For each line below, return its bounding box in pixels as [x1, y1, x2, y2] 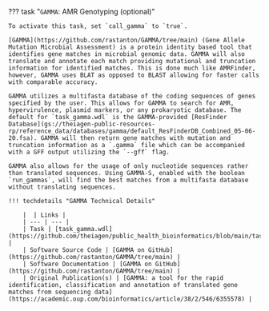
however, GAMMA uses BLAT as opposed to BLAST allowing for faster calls [8, 71, 260, 79]
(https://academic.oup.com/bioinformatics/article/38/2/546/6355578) [8, 295, 246, 303]
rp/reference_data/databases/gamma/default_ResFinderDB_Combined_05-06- [8, 127, 256, 135]
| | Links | [22, 211, 66, 219]
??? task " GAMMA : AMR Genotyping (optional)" [8, 7, 155, 16]
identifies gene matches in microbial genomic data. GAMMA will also [8, 50, 246, 58]
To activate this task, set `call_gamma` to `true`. [8, 22, 188, 30]
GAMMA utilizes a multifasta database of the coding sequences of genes [8, 92, 256, 100]
